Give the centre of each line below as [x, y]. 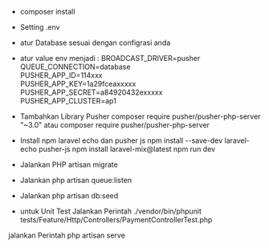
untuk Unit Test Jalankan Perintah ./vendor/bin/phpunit [111, 211]
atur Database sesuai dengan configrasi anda [95, 43]
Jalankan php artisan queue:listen [76, 180]
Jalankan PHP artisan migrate [69, 165]
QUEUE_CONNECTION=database [75, 67]
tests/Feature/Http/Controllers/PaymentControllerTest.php [116, 220]
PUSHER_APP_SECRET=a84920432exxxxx [91, 92]
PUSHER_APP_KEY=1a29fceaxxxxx [78, 84]
